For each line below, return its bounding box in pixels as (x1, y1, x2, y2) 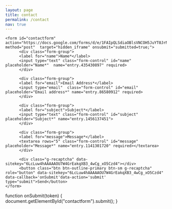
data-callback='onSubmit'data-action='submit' (5, 175, 106, 180)
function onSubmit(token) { (5, 193, 62, 199)
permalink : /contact (5, 17, 50, 22)
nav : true (5, 22, 27, 27)
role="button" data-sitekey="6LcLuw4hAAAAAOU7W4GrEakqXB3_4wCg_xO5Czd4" (5, 170, 164, 176)
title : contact (5, 12, 38, 17)
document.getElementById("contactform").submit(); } (5, 198, 118, 204)
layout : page (5, 7, 33, 13)
